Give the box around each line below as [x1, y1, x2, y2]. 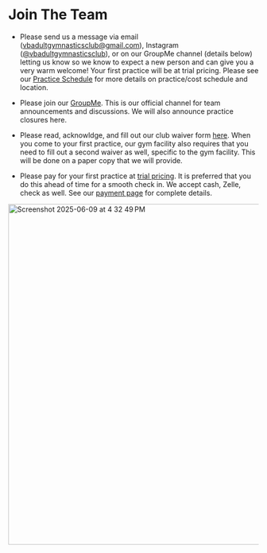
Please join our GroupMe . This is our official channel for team [19, 98, 221, 107]
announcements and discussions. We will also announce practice [19, 106, 234, 116]
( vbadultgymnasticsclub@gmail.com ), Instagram [19, 40, 179, 49]
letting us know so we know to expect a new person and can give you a [19, 57, 254, 67]
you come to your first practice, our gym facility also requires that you [19, 138, 249, 148]
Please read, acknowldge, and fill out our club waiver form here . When [19, 130, 251, 140]
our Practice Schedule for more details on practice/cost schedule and [19, 74, 248, 84]
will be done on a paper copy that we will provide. [19, 155, 183, 165]
